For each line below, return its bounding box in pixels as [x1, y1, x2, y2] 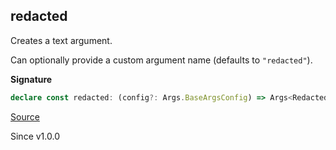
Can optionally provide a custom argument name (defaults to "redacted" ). [10, 54, 313, 66]
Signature [10, 73, 53, 85]
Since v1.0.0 [10, 130, 60, 142]
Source [10, 110, 40, 123]
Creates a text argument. [10, 34, 113, 46]
